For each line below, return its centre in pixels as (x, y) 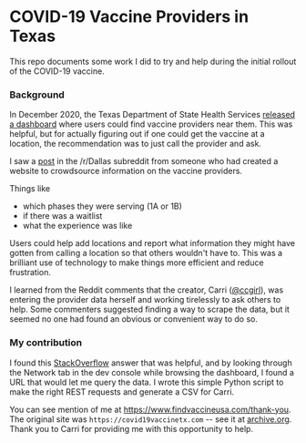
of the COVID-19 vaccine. (57, 71)
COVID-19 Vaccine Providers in (129, 17)
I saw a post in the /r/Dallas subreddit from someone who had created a (144, 161)
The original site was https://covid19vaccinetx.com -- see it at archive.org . (151, 419)
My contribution (46, 343)
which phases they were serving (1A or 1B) (102, 206)
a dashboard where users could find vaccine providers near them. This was (151, 124)
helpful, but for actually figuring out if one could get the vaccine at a (138, 134)
